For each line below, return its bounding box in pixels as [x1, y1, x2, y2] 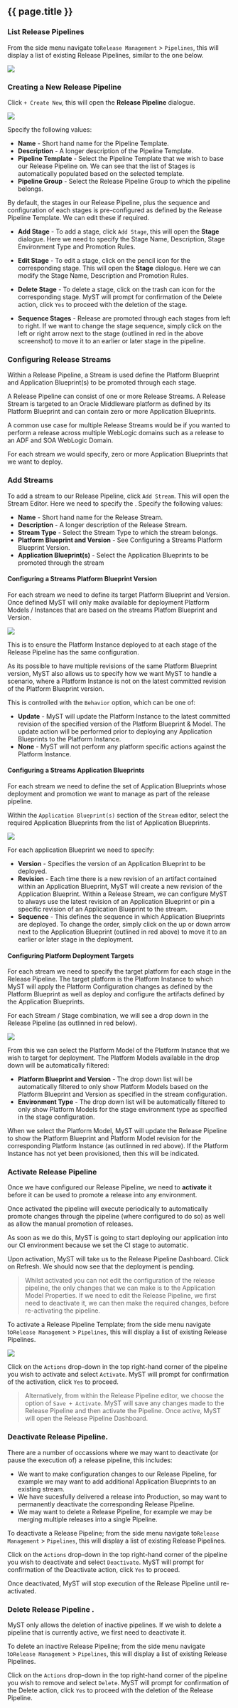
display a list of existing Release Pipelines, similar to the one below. [7, 51, 204, 59]
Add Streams [7, 475, 53, 485]
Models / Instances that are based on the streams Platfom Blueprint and [7, 605, 218, 614]
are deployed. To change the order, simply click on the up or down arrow [17, 920, 231, 928]
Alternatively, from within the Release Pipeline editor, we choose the [24, 1392, 225, 1400]
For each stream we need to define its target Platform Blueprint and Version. [7, 590, 230, 599]
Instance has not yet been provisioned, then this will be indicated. [7, 1150, 200, 1158]
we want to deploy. [7, 457, 63, 466]
